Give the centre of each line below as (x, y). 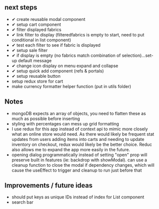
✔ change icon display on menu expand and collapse (65, 66)
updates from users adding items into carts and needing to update (78, 139)
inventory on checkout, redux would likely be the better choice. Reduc (82, 144)
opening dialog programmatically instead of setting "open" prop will (79, 155)
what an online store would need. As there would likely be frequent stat (83, 134)
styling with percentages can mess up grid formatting (65, 123)
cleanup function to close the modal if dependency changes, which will (83, 165)
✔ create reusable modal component (48, 19)
